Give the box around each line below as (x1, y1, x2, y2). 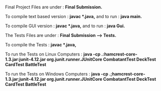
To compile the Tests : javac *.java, (5, 42, 77, 48)
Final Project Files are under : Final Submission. (5, 4, 103, 10)
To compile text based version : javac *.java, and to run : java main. (5, 14, 142, 19)
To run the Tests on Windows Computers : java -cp (5, 71, 108, 77)
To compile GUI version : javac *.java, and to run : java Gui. (5, 23, 125, 29)
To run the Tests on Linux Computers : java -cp (5, 51, 101, 57)
